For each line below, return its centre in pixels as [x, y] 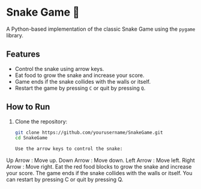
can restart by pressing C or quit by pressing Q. [65, 179]
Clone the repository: [41, 121]
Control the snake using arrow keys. [59, 69]
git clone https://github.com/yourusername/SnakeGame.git [89, 132]
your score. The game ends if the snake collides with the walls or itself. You [99, 173]
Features [23, 54]
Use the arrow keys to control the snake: [69, 149]
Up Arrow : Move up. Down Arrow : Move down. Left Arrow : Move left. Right [100, 160]
